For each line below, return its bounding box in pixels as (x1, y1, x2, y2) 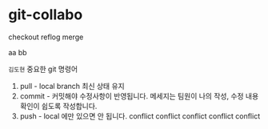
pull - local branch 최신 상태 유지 (19, 81, 126, 91)
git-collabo (8, 6, 83, 24)
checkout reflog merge (8, 32, 84, 42)
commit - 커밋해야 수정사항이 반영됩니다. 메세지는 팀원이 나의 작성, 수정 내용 (19, 91, 259, 101)
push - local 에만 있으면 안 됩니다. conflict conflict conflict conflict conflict (19, 111, 261, 121)
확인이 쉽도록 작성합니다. (19, 101, 98, 111)
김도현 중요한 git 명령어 (8, 64, 78, 74)
